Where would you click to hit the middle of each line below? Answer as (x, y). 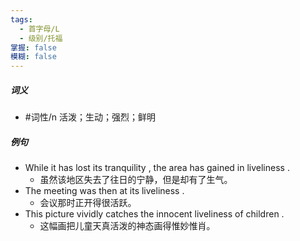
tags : (21, 19)
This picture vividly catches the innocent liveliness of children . (154, 214)
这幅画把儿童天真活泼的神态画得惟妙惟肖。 (127, 226)
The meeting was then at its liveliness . (104, 191)
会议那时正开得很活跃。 (88, 203)
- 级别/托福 (41, 38)
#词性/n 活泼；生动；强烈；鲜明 (90, 117)
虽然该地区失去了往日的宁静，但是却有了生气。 (136, 180)
